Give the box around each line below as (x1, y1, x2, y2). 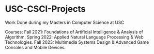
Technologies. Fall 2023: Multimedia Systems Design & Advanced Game (5, 39, 149, 45)
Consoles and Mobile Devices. (5, 44, 66, 50)
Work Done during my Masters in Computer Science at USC (5, 19, 124, 25)
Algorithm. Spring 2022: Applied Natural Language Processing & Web (5, 34, 144, 40)
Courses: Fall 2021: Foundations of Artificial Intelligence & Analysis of (5, 29, 143, 35)
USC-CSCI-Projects (5, 3, 86, 15)
